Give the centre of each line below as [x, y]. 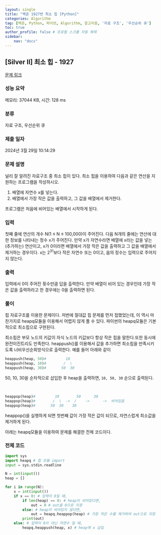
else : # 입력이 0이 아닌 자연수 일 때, [48, 523]
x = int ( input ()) [31, 492]
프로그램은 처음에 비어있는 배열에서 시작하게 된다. [51, 208]
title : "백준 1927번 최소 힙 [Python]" [42, 14]
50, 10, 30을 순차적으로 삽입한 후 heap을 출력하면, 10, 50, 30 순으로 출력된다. [79, 378]
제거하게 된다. [18, 421]
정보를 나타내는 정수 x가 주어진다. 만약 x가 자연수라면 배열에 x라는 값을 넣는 [81, 240]
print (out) [33, 519]
